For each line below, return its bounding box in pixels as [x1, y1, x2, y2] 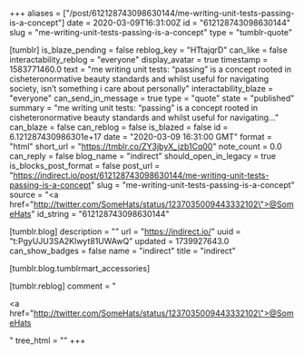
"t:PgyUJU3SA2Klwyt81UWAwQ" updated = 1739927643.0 [9, 236, 230, 246]
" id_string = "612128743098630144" [31, 209, 170, 219]
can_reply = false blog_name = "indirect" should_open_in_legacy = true [9, 151, 277, 162]
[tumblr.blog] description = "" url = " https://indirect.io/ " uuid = [9, 226, 241, 237]
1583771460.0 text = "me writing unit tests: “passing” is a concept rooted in [9, 64, 292, 74]
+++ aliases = [9, 8, 62, 18]
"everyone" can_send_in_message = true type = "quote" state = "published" [9, 93, 295, 103]
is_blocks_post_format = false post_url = [9, 161, 161, 171]
